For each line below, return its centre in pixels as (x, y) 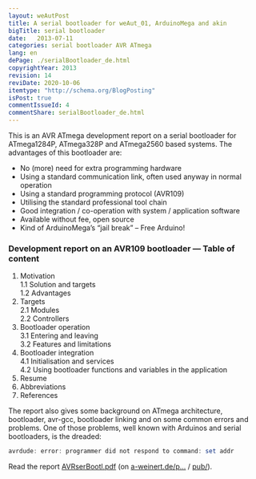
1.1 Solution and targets (58, 285)
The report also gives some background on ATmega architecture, (116, 411)
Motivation (38, 276)
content (24, 258)
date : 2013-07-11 (41, 38)
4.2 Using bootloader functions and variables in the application (124, 370)
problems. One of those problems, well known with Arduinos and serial (125, 428)
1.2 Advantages (45, 293)
